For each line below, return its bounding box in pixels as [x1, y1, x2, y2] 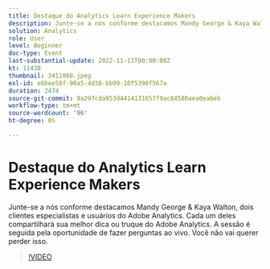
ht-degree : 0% [8, 117, 56, 125]
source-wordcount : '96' [8, 110, 88, 118]
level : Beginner [8, 42, 63, 50]
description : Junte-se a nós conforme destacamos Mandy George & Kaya [8, 19, 250, 27]
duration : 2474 [8, 86, 59, 95]
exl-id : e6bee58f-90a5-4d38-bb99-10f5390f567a [8, 79, 167, 87]
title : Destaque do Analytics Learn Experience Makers [8, 11, 196, 20]
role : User [8, 34, 45, 43]
